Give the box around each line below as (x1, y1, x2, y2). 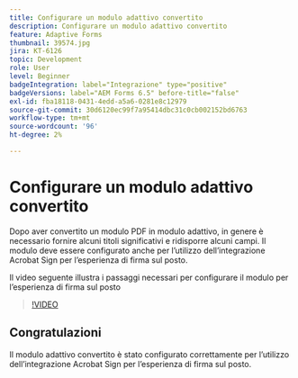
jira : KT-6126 (9, 47, 63, 56)
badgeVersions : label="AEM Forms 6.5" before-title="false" (9, 88, 240, 97)
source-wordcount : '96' (9, 122, 99, 131)
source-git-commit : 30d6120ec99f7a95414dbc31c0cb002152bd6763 (9, 105, 248, 114)
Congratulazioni (9, 325, 102, 340)
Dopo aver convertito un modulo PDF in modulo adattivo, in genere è (9, 226, 264, 237)
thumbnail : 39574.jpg (9, 38, 91, 48)
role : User (9, 64, 50, 73)
